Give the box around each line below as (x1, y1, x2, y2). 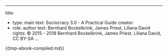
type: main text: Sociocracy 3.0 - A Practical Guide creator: (12, 19, 134, 25)
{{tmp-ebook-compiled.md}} (5, 45, 64, 51)
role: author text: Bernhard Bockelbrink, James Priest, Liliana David (12, 25, 150, 30)
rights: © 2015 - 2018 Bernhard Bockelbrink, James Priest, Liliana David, (12, 30, 161, 36)
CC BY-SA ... (12, 35, 39, 41)
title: (5, 10, 14, 15)
